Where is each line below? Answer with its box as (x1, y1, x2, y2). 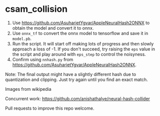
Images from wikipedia (5, 86, 52, 92)
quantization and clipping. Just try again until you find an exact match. (5, 77, 148, 82)
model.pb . (12, 36, 32, 41)
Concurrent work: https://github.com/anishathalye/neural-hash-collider (5, 95, 150, 102)
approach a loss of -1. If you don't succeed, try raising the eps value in (12, 46, 156, 52)
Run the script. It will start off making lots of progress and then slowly (12, 40, 154, 46)
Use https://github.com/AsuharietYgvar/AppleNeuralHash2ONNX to (12, 20, 150, 26)
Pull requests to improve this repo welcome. (5, 105, 95, 111)
